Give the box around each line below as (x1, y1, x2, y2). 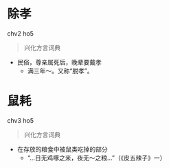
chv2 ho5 (7, 29, 34, 38)
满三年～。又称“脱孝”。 (27, 67, 93, 75)
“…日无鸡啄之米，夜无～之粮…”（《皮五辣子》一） (27, 154, 166, 162)
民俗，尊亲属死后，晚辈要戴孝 (16, 58, 102, 66)
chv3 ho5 (7, 116, 34, 124)
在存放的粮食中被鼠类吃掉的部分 (16, 145, 108, 153)
